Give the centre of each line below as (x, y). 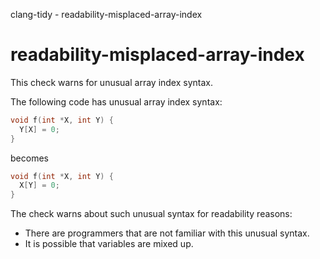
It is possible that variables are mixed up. (109, 244)
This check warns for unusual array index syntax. (112, 82)
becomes (29, 158)
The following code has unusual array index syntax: (116, 101)
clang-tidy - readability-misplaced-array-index (106, 14)
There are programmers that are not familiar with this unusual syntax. (167, 233)
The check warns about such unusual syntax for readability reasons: (151, 214)
